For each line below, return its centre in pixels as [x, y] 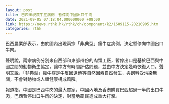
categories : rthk [23, 29]
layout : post [19, 10]
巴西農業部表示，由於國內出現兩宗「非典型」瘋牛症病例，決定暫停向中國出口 [84, 44]
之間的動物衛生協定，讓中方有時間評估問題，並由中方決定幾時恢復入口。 [84, 67]
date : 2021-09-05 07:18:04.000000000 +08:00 [53, 19]
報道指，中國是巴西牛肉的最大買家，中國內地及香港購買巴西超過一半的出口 [82, 90]
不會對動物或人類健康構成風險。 [47, 79]
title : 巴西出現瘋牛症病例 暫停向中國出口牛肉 [49, 15]
